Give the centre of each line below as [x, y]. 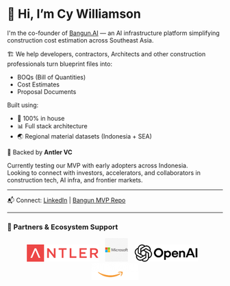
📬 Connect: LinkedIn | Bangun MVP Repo [66, 200]
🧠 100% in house [41, 118]
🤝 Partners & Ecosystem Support [63, 227]
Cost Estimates [38, 84]
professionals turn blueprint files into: [60, 64]
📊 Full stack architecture [52, 126]
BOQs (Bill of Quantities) [51, 77]
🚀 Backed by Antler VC [40, 152]
